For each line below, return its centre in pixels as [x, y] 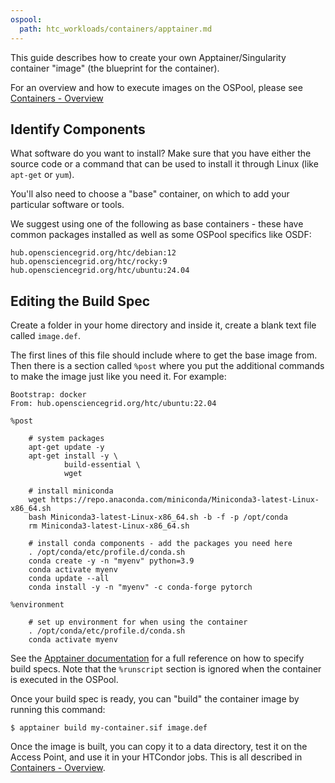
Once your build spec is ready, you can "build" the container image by [155, 699]
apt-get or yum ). [42, 175]
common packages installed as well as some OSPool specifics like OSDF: [161, 235]
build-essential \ [102, 465]
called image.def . [45, 336]
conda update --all [69, 579]
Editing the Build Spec [80, 301]
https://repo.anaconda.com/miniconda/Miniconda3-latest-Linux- [185, 500]
